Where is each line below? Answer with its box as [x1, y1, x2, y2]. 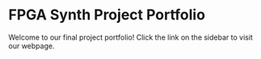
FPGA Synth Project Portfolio [8, 6, 206, 24]
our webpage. [8, 40, 55, 50]
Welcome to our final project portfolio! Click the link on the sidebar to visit [8, 32, 253, 42]
